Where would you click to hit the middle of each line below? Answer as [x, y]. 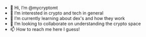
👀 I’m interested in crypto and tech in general [57, 13]
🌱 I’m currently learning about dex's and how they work [67, 18]
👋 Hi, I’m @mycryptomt [34, 8]
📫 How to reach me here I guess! [45, 29]
